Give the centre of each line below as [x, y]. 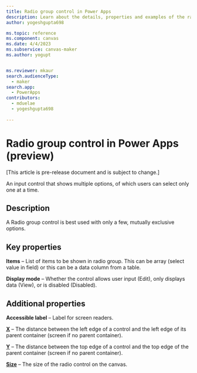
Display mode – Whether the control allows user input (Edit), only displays [96, 279]
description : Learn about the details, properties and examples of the [95, 17]
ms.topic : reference [31, 33]
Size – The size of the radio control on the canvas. [67, 364]
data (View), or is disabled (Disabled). [52, 285]
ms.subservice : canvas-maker [42, 50]
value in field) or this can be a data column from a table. [74, 267]
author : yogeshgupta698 [35, 22]
